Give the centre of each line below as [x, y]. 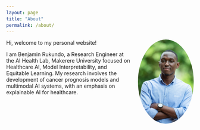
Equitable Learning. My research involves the [62, 73]
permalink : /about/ [30, 25]
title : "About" [25, 19]
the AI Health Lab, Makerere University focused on [68, 61]
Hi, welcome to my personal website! [51, 43]
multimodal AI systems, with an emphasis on [61, 86]
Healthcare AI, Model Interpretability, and [57, 67]
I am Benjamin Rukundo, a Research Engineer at [65, 54]
